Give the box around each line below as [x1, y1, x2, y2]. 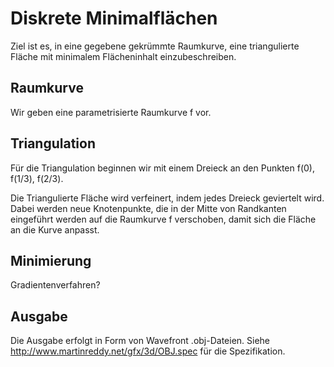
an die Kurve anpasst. [10, 223, 100, 236]
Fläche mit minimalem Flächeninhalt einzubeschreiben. [10, 50, 237, 62]
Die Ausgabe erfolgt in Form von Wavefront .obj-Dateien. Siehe [10, 335, 271, 347]
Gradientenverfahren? [10, 279, 101, 291]
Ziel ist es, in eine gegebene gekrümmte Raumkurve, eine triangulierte [10, 40, 300, 52]
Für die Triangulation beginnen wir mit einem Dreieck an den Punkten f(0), [10, 162, 315, 174]
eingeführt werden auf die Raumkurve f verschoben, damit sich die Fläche [10, 213, 317, 225]
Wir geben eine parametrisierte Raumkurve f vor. [10, 106, 212, 118]
